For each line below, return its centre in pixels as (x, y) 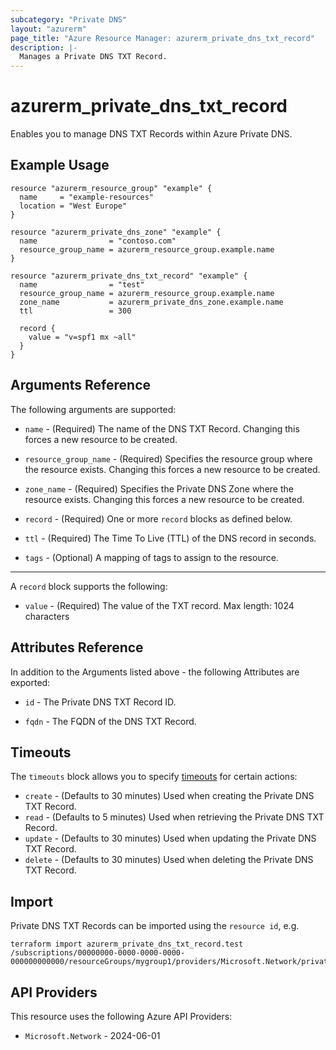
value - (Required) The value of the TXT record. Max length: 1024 (159, 605)
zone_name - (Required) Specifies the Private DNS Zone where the (159, 488)
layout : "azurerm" (48, 29)
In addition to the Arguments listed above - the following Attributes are (155, 672)
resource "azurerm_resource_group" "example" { (111, 188)
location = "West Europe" (73, 206)
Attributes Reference (77, 647)
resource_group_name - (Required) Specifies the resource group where (168, 458)
